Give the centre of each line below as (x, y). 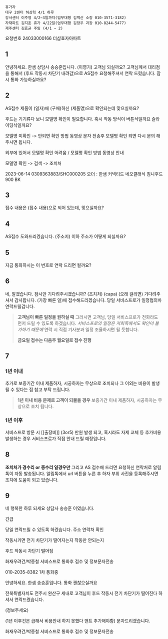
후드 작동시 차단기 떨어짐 (29, 551)
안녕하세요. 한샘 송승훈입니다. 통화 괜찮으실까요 (51, 583)
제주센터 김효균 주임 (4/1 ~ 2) (34, 28)
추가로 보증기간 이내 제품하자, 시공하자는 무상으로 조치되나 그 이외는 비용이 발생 (82, 383)
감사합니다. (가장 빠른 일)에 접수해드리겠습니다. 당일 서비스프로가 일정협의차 (88, 300)
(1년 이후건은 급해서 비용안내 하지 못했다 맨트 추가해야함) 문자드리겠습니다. (78, 621)
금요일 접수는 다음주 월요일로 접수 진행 (54, 340)
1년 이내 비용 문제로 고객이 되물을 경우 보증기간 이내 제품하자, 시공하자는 (87, 400)
